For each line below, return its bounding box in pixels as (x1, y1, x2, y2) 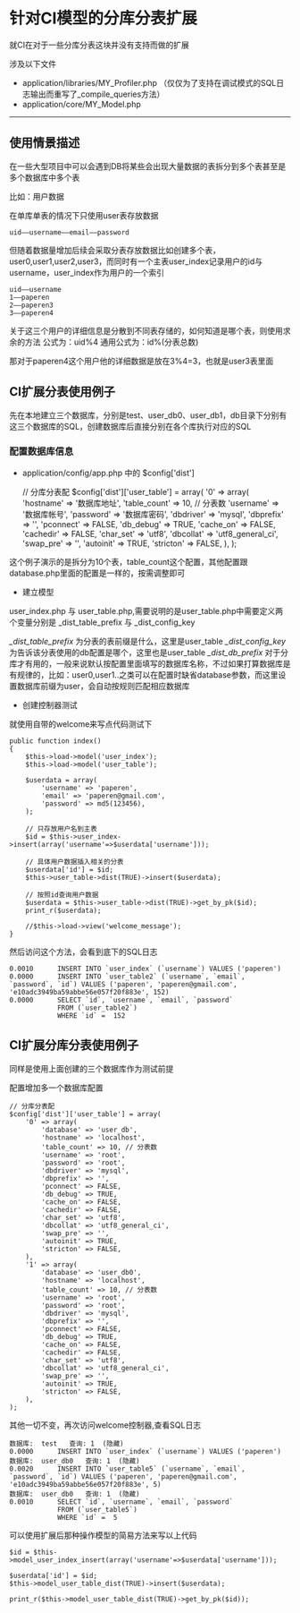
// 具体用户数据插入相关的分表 (25, 857, 124, 866)
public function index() (9, 736, 102, 746)
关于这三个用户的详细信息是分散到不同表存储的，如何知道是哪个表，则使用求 (9, 325, 291, 336)
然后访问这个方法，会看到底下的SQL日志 (9, 946, 158, 957)
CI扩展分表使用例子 (9, 384, 116, 399)
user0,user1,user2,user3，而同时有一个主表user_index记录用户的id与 (9, 256, 263, 267)
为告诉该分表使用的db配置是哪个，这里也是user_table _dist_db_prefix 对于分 (9, 646, 288, 658)
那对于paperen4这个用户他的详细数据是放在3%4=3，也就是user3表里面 (9, 355, 274, 366)
